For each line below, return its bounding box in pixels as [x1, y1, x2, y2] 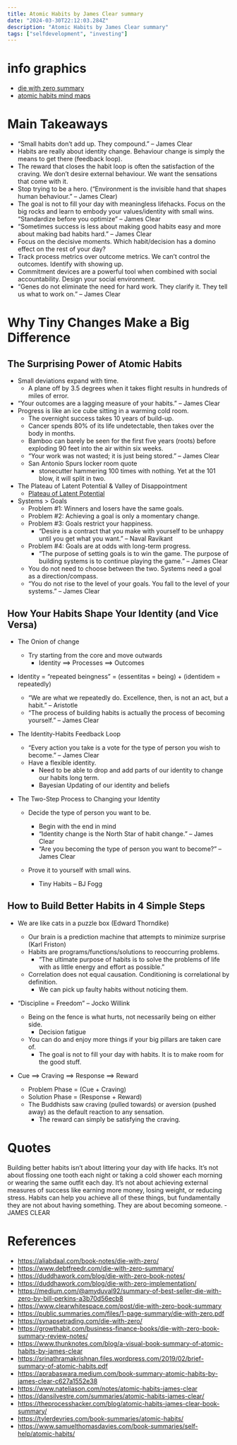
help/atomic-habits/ [17, 1429, 75, 1438]
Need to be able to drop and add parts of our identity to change [38, 765, 224, 774]
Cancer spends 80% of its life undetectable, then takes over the [28, 422, 214, 430]
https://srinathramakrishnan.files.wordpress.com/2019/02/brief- [17, 1354, 205, 1362]
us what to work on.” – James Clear [17, 290, 121, 298]
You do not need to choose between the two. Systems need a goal [28, 564, 222, 573]
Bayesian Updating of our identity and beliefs [38, 781, 171, 789]
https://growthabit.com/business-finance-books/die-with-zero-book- [17, 1324, 220, 1333]
